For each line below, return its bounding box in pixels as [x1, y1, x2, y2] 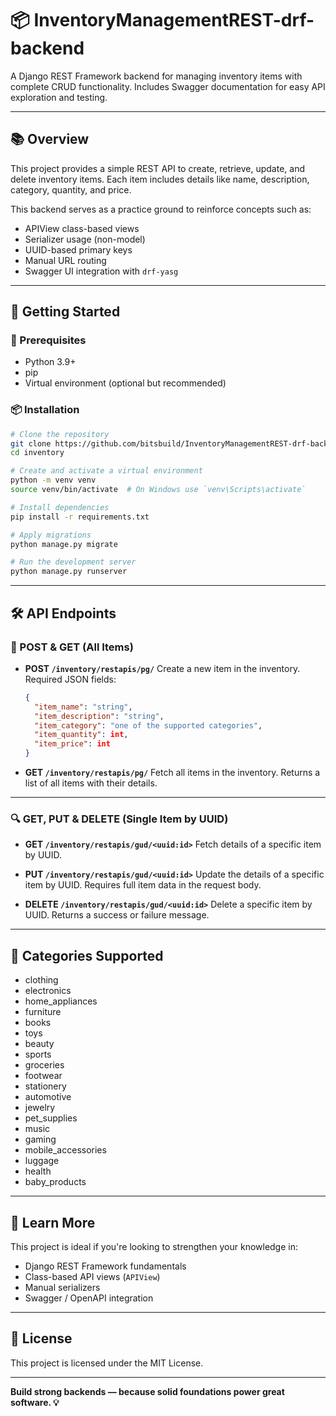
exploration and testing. [10, 91, 108, 103]
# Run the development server [10, 557, 137, 567]
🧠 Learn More [10, 1214, 96, 1231]
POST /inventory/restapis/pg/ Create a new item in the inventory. [24, 662, 301, 674]
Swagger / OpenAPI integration [24, 1292, 154, 1304]
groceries [24, 1059, 65, 1071]
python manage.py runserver [10, 567, 128, 577]
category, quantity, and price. [10, 183, 132, 196]
